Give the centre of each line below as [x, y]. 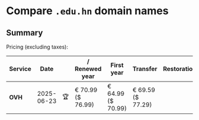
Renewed [88, 69]
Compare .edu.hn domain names [87, 11]
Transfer [145, 69]
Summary [25, 33]
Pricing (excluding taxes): [37, 47]
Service [20, 69]
